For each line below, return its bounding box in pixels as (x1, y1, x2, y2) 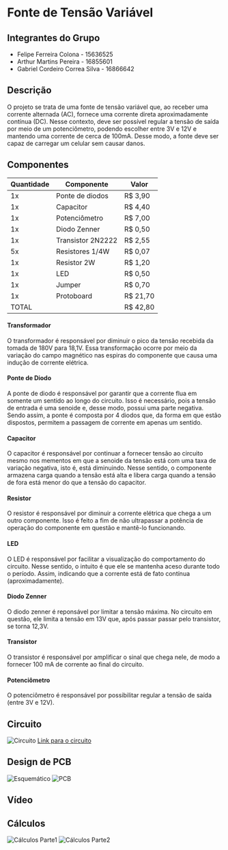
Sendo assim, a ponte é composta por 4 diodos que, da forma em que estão (7, 411, 222, 419)
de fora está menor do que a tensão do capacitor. (7, 478, 147, 487)
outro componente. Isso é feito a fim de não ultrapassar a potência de (7, 516, 203, 525)
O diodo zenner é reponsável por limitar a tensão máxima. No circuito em (7, 608, 213, 616)
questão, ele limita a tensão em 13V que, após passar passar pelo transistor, (7, 614, 221, 623)
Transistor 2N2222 (55, 235, 118, 245)
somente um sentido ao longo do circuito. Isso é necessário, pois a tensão (7, 397, 216, 405)
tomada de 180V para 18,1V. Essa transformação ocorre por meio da (7, 344, 197, 352)
